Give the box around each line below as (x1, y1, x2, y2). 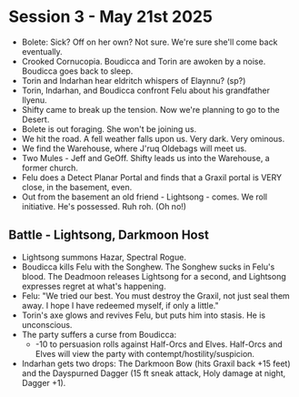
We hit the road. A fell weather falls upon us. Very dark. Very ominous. (21, 133, 285, 144)
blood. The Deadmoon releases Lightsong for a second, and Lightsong (21, 270, 287, 281)
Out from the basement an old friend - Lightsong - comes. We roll (21, 191, 268, 202)
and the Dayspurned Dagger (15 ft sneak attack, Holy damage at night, (21, 367, 286, 379)
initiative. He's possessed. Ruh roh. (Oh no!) (21, 200, 187, 211)
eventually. (21, 46, 63, 56)
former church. (21, 162, 78, 173)
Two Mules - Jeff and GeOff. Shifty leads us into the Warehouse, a (21, 152, 270, 163)
